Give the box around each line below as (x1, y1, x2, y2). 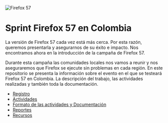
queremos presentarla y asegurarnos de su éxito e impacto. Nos (5, 44, 139, 50)
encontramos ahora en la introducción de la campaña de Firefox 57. (5, 49, 145, 55)
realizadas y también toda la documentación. (5, 81, 99, 87)
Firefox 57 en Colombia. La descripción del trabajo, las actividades (5, 76, 143, 82)
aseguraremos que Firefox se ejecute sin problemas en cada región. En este (5, 65, 163, 71)
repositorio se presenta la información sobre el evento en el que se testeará (5, 70, 162, 76)
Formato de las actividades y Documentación (12, 101, 107, 107)
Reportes (12, 106, 32, 113)
